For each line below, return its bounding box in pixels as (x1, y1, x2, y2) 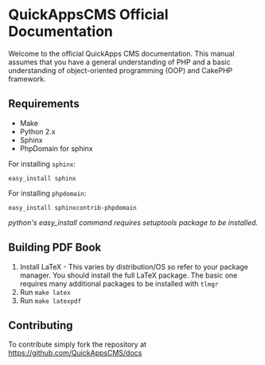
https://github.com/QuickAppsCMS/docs (8, 348, 142, 358)
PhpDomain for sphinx (19, 143, 93, 153)
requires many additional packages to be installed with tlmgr (19, 278, 219, 288)
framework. (8, 74, 46, 83)
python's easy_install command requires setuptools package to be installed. (8, 217, 259, 227)
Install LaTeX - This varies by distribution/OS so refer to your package (19, 262, 248, 271)
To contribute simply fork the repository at (8, 340, 147, 349)
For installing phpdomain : (8, 188, 87, 198)
